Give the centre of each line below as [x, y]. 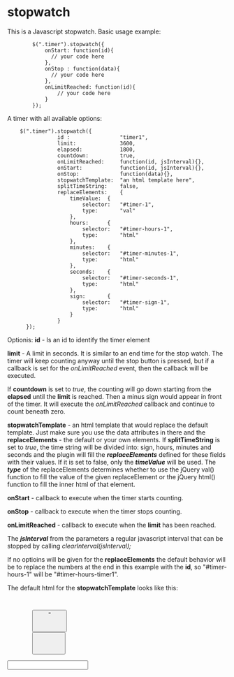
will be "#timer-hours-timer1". [76, 574]
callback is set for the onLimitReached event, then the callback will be [108, 368]
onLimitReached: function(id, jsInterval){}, [131, 161]
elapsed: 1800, [96, 150]
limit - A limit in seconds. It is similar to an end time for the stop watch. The [115, 353]
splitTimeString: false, [98, 186]
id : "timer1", [103, 137]
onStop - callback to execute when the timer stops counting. [95, 511]
